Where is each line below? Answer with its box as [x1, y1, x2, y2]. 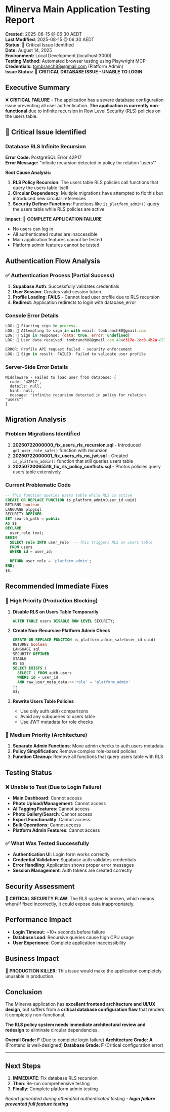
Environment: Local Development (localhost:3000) [5, 52, 112, 59]
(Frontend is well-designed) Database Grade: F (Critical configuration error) [5, 1042, 163, 1048]
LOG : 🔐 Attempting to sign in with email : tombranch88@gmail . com [5, 328, 146, 333]
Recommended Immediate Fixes [5, 582, 109, 591]
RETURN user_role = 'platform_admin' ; [10, 559, 92, 564]
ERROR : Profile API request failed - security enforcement [5, 346, 133, 352]
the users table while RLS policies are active [12, 206, 105, 212]
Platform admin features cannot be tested [12, 242, 100, 248]
